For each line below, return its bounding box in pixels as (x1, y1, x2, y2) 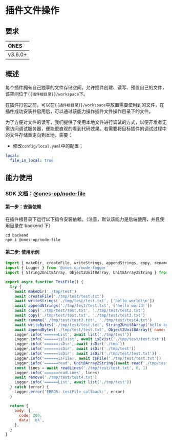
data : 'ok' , (18, 417, 45, 423)
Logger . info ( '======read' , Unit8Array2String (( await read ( (14, 360, 143, 365)
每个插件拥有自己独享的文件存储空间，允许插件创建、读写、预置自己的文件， (5, 84, 167, 90)
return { (10, 403, 29, 409)
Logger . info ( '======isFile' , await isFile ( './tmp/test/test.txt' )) (14, 356, 161, 361)
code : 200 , (18, 413, 42, 418)
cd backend (5, 233, 29, 238)
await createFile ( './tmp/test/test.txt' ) (14, 293, 104, 299)
